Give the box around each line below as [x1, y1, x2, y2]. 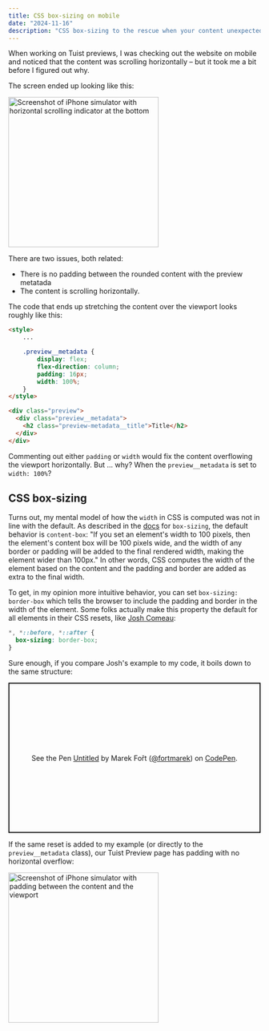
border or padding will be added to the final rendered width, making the [8, 546, 244, 557]
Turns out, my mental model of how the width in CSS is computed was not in [8, 513, 260, 522]
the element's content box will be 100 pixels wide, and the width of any [8, 538, 243, 548]
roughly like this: [8, 310, 62, 320]
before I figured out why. [8, 66, 90, 75]
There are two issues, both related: [8, 254, 124, 264]
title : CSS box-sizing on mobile [8, 11, 120, 20]
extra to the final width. [8, 572, 85, 582]
